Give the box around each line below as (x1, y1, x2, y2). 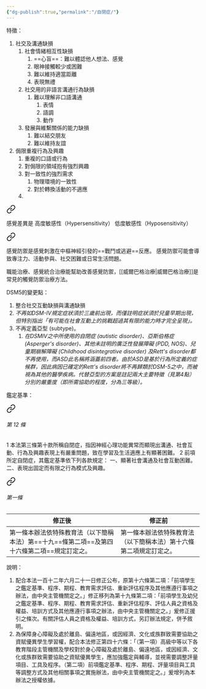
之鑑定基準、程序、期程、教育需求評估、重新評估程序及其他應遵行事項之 (15, 584, 198, 592)
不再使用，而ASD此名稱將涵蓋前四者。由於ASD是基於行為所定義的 (24, 355, 192, 363)
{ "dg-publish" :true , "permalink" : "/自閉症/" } (6, 9, 120, 15)
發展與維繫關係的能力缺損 (24, 124, 90, 131)
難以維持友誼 (33, 139, 66, 147)
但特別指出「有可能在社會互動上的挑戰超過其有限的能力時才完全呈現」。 (15, 317, 196, 324)
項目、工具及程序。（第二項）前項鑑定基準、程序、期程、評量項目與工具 (15, 661, 196, 669)
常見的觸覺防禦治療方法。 (6, 275, 71, 283)
